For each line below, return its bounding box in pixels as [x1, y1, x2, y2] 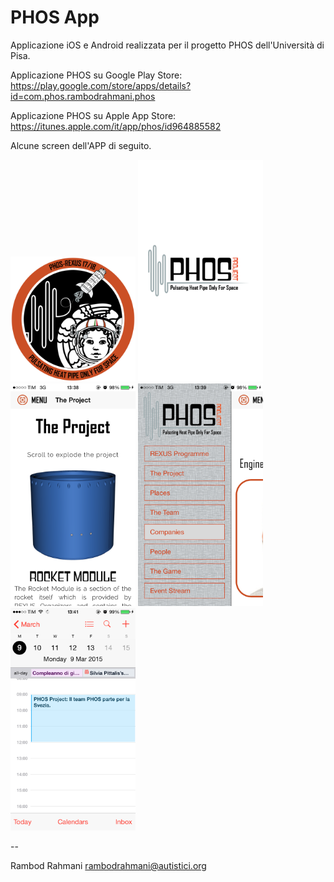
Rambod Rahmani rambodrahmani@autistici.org [10, 859, 207, 871]
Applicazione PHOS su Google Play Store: [10, 69, 183, 81]
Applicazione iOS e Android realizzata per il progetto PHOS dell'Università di [10, 39, 325, 51]
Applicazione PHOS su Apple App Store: [10, 109, 177, 121]
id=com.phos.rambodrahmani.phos [10, 90, 156, 102]
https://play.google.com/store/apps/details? [10, 79, 192, 91]
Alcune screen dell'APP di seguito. [10, 139, 152, 151]
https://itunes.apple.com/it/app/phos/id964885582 [10, 120, 222, 132]
